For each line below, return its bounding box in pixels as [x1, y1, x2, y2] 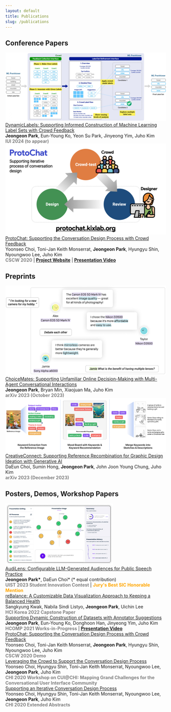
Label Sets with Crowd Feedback [5, 127, 75, 133]
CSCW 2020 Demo [5, 653, 46, 659]
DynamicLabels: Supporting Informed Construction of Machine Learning [5, 121, 157, 128]
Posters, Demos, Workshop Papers [5, 490, 119, 498]
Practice [5, 571, 23, 577]
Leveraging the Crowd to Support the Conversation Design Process [5, 658, 147, 664]
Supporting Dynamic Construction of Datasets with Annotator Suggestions [5, 614, 162, 620]
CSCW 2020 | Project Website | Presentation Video [5, 257, 116, 263]
